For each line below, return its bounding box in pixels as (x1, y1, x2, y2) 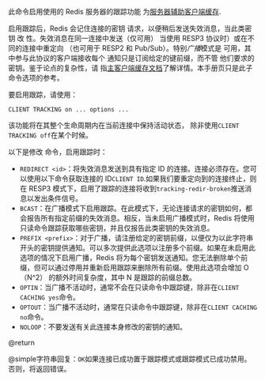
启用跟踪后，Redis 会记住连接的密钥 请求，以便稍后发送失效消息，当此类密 (8, 24, 252, 33)
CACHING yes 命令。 (19, 292, 81, 302)
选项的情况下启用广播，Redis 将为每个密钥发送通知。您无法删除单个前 (19, 253, 248, 262)
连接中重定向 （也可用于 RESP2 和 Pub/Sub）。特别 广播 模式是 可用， (21, 43, 245, 53)
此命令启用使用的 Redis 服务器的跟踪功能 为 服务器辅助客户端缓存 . (8, 7, 221, 16)
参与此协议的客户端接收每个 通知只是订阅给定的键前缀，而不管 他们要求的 (14, 54, 255, 62)
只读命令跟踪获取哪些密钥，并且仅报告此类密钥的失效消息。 (19, 224, 214, 232)
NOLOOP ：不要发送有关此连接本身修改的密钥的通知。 (19, 323, 187, 331)
